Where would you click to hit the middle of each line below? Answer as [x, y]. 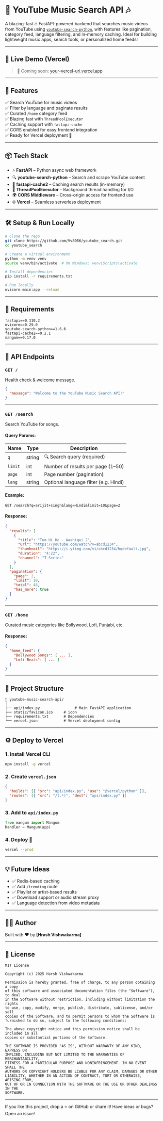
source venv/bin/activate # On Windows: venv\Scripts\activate [71, 263]
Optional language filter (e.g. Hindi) [84, 482]
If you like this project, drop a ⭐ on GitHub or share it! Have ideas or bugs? [79, 1107]
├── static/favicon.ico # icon [41, 713]
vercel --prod [19, 850]
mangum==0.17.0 [20, 337]
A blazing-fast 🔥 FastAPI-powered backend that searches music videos [76, 23]
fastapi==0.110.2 [23, 320]
